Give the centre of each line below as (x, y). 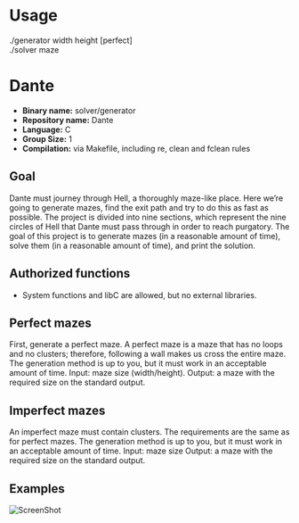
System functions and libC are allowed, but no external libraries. (139, 295)
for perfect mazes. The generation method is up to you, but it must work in (146, 442)
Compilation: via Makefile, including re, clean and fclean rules (136, 148)
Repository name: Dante (68, 120)
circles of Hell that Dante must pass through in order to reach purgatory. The (149, 226)
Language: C (46, 129)
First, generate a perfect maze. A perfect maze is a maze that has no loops (146, 345)
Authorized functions (70, 274)
